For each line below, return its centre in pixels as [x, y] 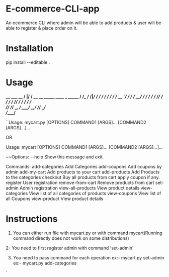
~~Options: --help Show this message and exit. [55, 157]
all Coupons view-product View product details [55, 199]
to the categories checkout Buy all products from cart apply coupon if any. [83, 177]
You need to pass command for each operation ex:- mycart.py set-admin [89, 257]
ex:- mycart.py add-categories [45, 263]
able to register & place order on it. [41, 28]
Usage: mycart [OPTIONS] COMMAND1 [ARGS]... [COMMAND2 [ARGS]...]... [84, 147]
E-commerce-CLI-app [53, 9]
